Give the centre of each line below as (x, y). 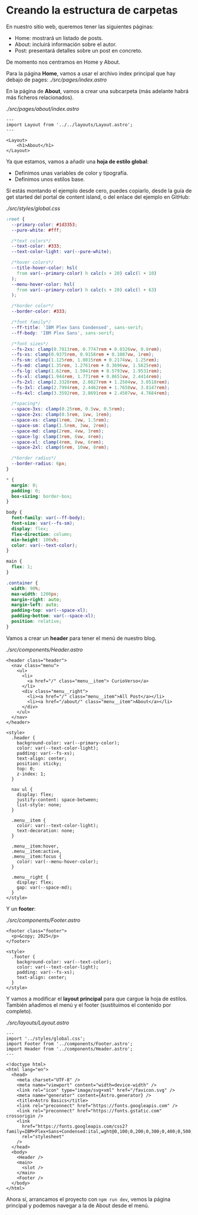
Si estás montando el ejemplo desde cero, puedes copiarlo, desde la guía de (99, 191)
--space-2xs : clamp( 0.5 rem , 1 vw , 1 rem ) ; (62, 415)
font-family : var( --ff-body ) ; (48, 518)
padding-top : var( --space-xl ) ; (50, 610)
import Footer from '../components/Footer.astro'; (70, 1044)
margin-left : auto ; (35, 605)
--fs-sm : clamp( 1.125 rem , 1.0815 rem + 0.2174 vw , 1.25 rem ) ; (85, 360)
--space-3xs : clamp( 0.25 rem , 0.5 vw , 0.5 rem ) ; (68, 409)
